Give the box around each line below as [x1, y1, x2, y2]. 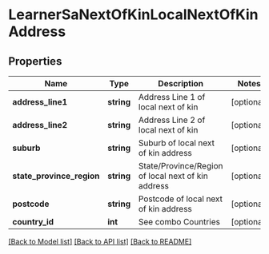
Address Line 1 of [139, 92, 206, 102]
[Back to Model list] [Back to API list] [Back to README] [8, 237, 192, 246]
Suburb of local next [139, 137, 215, 149]
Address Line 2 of [139, 114, 206, 125]
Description [158, 78, 204, 89]
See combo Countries [139, 216, 220, 227]
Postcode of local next [139, 193, 223, 204]
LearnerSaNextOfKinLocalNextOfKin [8, 6, 259, 24]
